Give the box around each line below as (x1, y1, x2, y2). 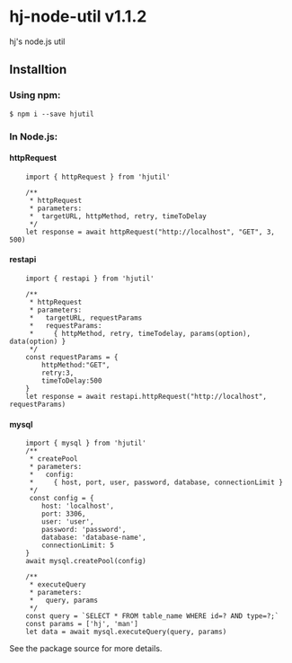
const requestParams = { (25, 352, 119, 361)
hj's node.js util (9, 36, 66, 47)
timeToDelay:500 (41, 376, 102, 385)
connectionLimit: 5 (41, 541, 115, 550)
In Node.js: (9, 130, 58, 143)
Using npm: (9, 89, 61, 102)
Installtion (9, 62, 67, 77)
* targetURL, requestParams (29, 313, 143, 323)
